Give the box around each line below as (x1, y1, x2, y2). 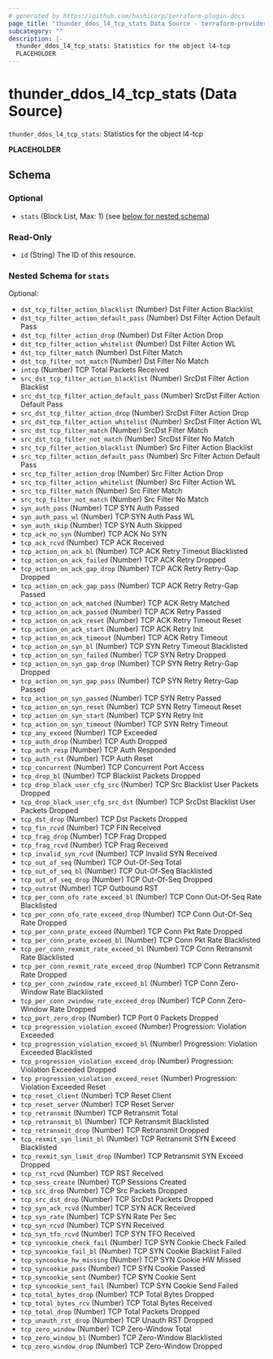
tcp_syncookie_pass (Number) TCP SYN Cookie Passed (19, 1264, 206, 1274)
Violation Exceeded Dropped (19, 1065, 116, 1074)
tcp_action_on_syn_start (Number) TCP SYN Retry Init (19, 711, 204, 721)
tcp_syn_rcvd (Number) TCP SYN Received (19, 1221, 165, 1231)
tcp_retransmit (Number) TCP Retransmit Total (19, 1108, 179, 1118)
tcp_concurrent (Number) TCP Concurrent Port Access (19, 762, 205, 773)
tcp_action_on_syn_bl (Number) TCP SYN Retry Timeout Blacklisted (19, 642, 249, 651)
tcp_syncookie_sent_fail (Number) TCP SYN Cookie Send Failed (19, 1281, 238, 1291)
